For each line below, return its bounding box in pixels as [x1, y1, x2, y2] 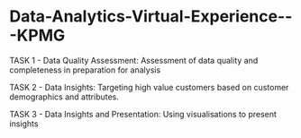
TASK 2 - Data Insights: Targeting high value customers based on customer [9, 82, 289, 92]
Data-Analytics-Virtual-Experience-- [9, 6, 293, 27]
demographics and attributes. [9, 91, 120, 102]
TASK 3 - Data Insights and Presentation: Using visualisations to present [9, 108, 278, 119]
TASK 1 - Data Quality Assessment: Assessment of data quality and [9, 55, 259, 65]
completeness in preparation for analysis [9, 65, 161, 75]
